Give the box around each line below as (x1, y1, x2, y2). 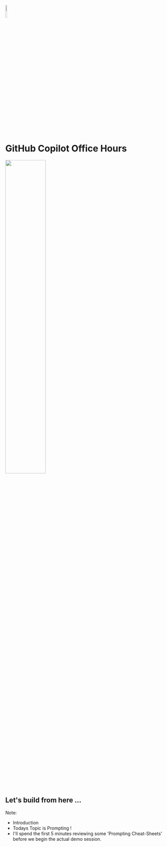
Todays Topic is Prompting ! (12, 825, 72, 831)
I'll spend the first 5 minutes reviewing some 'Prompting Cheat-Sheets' (12, 830, 162, 837)
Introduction (12, 819, 39, 825)
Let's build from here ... (5, 796, 82, 805)
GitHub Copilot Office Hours (5, 143, 127, 154)
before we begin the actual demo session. (12, 836, 101, 842)
